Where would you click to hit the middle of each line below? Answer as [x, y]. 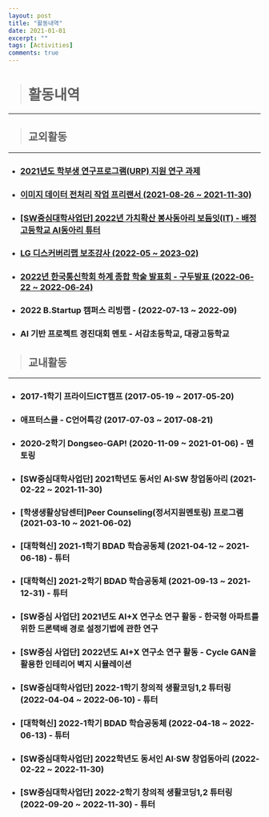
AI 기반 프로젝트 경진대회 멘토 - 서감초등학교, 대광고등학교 [124, 334]
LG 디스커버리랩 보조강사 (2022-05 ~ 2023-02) [109, 253]
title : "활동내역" [36, 23]
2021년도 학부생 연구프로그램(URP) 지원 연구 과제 [110, 171]
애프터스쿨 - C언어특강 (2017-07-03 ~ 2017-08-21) [116, 420]
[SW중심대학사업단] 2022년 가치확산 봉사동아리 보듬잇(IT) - [130, 218]
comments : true [34, 53]
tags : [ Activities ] [41, 46]
